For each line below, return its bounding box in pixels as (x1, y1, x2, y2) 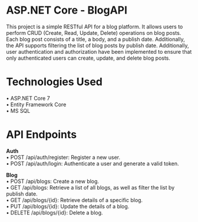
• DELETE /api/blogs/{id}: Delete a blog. (6, 209, 103, 216)
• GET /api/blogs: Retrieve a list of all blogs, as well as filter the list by (6, 184, 175, 191)
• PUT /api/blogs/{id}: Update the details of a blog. (6, 203, 130, 210)
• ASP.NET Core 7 (6, 94, 50, 102)
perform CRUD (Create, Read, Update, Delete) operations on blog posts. (6, 29, 181, 36)
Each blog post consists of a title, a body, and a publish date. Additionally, (6, 35, 185, 43)
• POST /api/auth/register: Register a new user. (6, 154, 121, 161)
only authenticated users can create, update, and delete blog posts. (6, 54, 171, 61)
